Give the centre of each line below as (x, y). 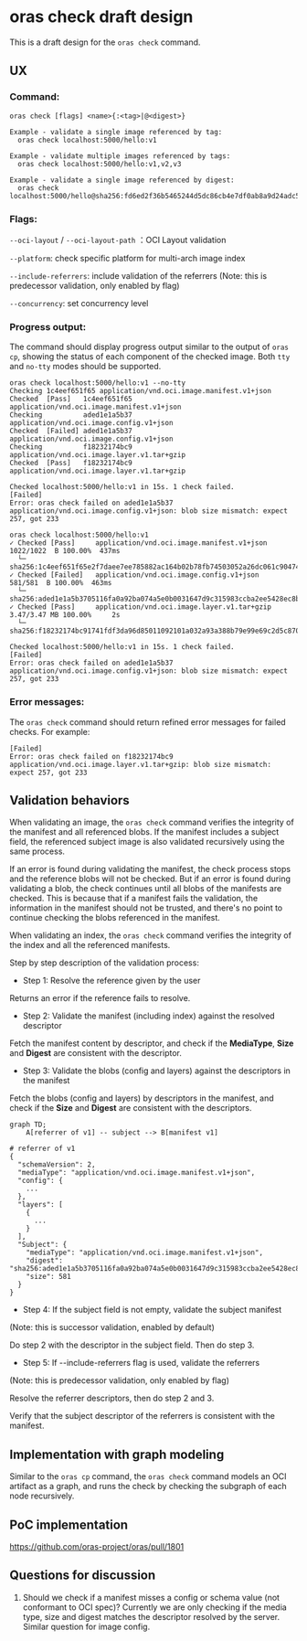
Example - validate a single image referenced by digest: (122, 180)
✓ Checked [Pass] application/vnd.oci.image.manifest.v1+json (138, 543)
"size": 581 (48, 1277)
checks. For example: (50, 731)
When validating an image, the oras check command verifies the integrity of (152, 822)
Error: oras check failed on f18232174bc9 (91, 756)
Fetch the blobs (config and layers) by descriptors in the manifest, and (142, 1098)
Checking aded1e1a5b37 (71, 415)
